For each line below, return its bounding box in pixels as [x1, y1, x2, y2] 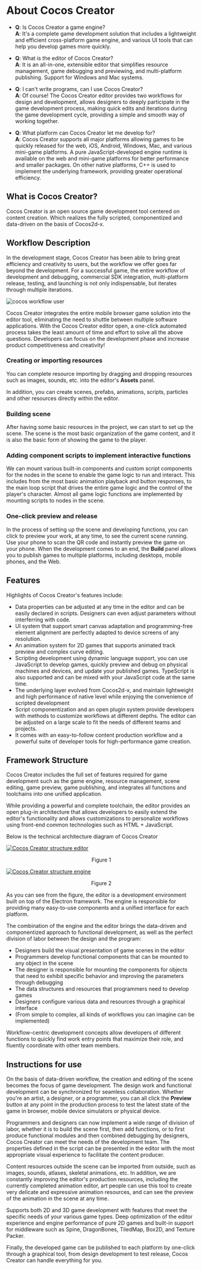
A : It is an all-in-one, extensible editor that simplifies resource [14, 61, 169, 68]
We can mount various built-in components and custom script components [6, 465, 192, 472]
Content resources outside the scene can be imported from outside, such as [6, 1163, 196, 1170]
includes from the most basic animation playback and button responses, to [6, 478, 192, 485]
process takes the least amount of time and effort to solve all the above [6, 328, 183, 335]
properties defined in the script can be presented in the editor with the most [6, 1145, 195, 1152]
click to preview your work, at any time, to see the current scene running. [6, 532, 188, 539]
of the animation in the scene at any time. [6, 1195, 109, 1202]
